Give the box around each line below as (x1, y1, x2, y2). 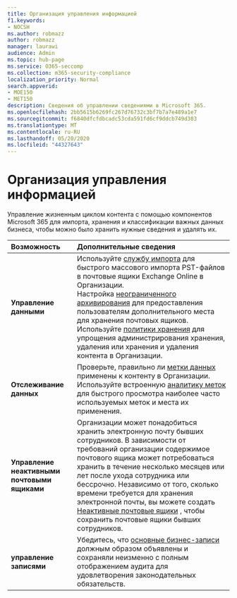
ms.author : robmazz (7, 30, 65, 37)
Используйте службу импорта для (76, 254, 195, 264)
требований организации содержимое (76, 444, 210, 454)
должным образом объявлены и (76, 544, 188, 554)
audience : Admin (7, 50, 55, 57)
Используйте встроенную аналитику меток (76, 380, 226, 390)
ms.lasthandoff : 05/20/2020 (7, 135, 90, 142)
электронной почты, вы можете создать (76, 497, 216, 507)
